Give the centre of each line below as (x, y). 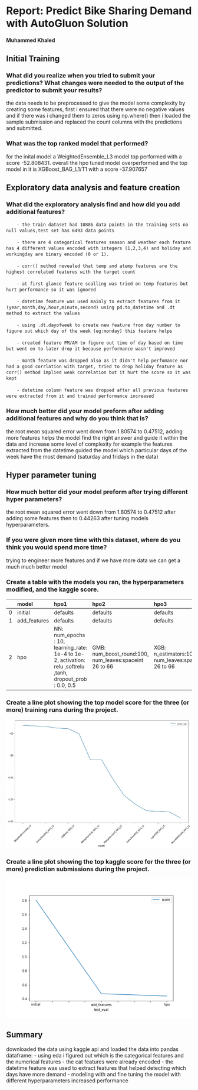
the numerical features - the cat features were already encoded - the (90, 1062)
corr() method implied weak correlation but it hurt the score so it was (99, 373)
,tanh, (61, 673)
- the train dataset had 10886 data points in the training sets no (103, 225)
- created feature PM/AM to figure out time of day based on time (100, 343)
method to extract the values (43, 314)
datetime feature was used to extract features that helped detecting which (96, 1068)
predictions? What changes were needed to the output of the (95, 83)
